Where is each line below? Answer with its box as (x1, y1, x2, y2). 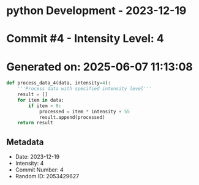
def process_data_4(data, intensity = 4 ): (6, 80, 111, 86)
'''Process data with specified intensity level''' (17, 86, 152, 92)
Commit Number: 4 (15, 166, 64, 173)
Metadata (6, 137, 44, 147)
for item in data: (17, 97, 64, 103)
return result (17, 120, 53, 126)
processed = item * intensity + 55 (39, 108, 130, 115)
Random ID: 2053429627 (15, 173, 80, 180)
